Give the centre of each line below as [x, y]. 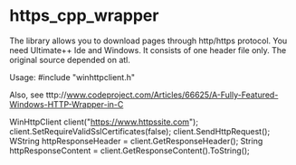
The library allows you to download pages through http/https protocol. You [148, 41]
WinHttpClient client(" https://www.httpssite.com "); [104, 122]
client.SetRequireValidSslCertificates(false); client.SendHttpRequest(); [140, 131]
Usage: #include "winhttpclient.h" [72, 77]
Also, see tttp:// [38, 95]
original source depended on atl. [70, 60]
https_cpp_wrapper [84, 16]
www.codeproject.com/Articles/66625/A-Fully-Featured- [172, 95]
